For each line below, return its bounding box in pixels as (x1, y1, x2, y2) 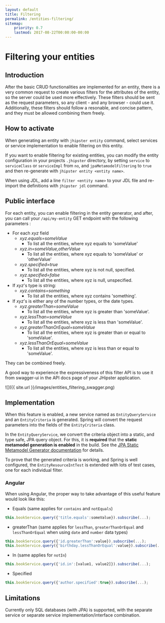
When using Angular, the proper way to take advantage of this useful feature (5, 491, 161, 496)
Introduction (5, 71, 44, 79)
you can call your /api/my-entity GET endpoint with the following (5, 215, 138, 221)
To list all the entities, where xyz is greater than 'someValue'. (27, 308, 150, 314)
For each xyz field (12, 230, 49, 236)
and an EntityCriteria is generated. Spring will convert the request (5, 417, 143, 423)
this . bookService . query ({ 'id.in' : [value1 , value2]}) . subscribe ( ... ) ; (5, 562, 151, 567)
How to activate (5, 124, 54, 133)
